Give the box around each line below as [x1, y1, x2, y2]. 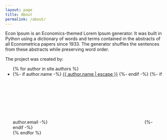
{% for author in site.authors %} [12, 66, 79, 72]
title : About [5, 12, 33, 17]
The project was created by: [5, 56, 64, 62]
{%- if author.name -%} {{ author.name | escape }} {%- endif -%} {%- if [12, 71, 162, 77]
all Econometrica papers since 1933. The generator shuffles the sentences [5, 41, 159, 47]
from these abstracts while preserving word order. [5, 46, 109, 53]
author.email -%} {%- [12, 119, 153, 125]
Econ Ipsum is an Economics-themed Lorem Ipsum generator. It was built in [5, 31, 162, 37]
